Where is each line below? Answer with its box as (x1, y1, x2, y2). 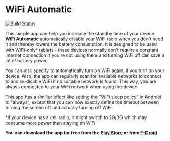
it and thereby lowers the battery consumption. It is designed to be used (5, 41, 157, 47)
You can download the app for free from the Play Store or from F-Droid (5, 129, 157, 136)
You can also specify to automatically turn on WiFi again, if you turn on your (5, 67, 165, 74)
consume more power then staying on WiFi (5, 120, 96, 126)
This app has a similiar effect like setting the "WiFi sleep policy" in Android (5, 93, 162, 100)
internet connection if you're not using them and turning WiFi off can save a (5, 52, 164, 58)
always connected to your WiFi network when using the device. (5, 83, 139, 90)
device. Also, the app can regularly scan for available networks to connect (5, 73, 162, 79)
